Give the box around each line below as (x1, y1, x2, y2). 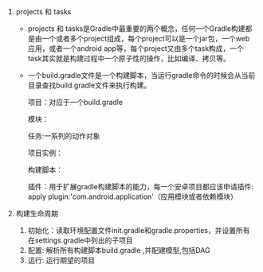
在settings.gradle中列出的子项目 (27, 235, 133, 245)
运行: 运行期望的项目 (27, 255, 96, 265)
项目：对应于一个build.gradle (27, 98, 124, 107)
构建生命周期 (15, 209, 58, 218)
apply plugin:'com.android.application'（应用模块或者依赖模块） (27, 192, 237, 201)
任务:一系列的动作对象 (27, 131, 100, 141)
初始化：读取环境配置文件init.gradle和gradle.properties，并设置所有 (27, 226, 250, 235)
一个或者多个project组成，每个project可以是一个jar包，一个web (41, 34, 250, 43)
